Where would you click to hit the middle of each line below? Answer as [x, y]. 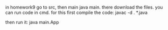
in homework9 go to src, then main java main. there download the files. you [84, 7]
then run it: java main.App [32, 22]
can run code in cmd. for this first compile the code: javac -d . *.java [76, 12]
